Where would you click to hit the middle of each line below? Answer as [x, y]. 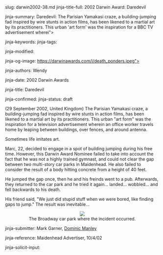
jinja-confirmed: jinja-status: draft [39, 99]
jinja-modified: [20, 51]
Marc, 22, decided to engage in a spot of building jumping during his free [79, 149]
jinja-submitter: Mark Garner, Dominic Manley [51, 228]
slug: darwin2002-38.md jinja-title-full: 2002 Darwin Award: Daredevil [75, 7]
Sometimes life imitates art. [33, 139]
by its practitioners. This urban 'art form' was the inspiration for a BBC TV [79, 27]
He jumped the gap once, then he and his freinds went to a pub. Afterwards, [82, 179]
